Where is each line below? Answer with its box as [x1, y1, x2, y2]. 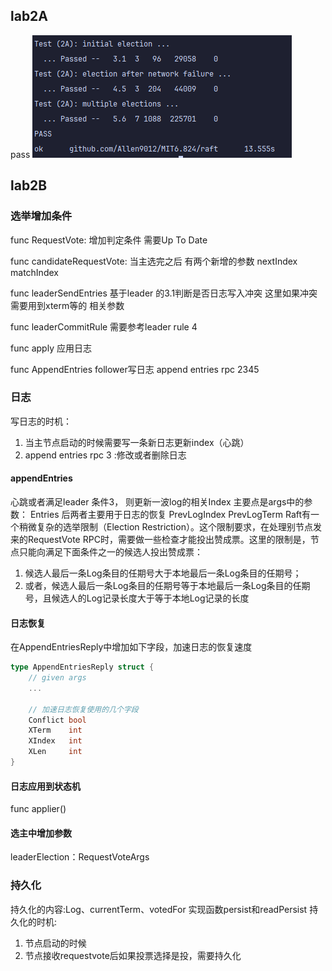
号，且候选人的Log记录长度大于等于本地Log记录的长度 [24, 592, 250, 604]
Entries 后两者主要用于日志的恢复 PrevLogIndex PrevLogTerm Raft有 [29, 509, 312, 520]
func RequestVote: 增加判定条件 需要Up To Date [10, 234, 208, 246]
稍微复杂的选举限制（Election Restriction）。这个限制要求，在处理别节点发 [18, 521, 322, 533]
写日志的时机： [10, 415, 72, 427]
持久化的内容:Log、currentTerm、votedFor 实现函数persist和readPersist [10, 903, 308, 915]
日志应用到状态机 [10, 780, 81, 792]
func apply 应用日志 [10, 342, 92, 354]
